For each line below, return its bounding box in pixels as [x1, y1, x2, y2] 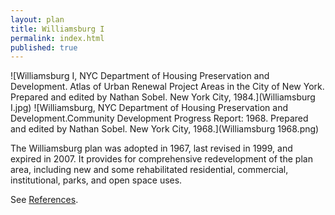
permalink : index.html [10, 33, 105, 43]
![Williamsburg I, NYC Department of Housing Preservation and [10, 70, 270, 82]
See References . [10, 194, 79, 206]
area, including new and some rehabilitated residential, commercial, [10, 164, 289, 176]
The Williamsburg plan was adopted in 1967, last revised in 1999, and [10, 142, 293, 155]
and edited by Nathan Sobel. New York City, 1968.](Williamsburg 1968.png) [10, 123, 320, 135]
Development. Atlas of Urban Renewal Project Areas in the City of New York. [10, 81, 325, 93]
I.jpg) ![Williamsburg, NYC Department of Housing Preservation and [10, 102, 288, 114]
